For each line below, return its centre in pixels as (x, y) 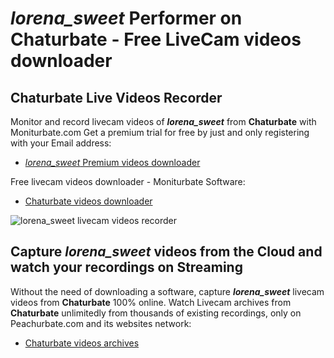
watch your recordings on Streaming (126, 267)
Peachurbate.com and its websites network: (101, 323)
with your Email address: (61, 143)
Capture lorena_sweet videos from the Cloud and (166, 252)
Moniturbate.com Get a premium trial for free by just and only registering (160, 132)
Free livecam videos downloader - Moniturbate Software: (128, 181)
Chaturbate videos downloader (88, 201)
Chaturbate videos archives (82, 343)
